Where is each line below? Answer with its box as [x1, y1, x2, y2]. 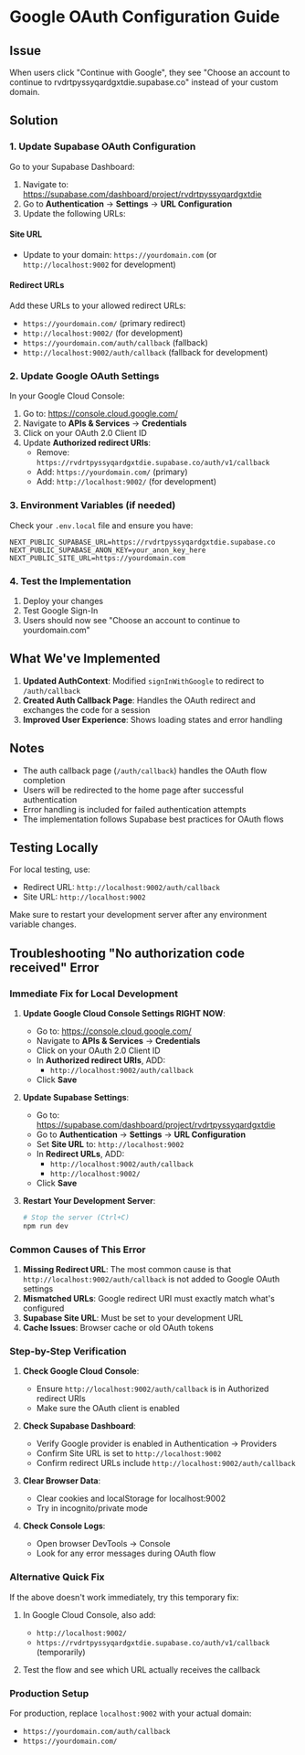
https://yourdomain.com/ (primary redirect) [22, 318, 186, 329]
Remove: [36, 447, 70, 458]
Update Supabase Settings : [22, 1092, 130, 1103]
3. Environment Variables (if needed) [9, 499, 176, 512]
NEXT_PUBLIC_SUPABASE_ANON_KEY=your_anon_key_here [9, 546, 206, 555]
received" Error [9, 960, 100, 975]
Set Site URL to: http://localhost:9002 [36, 1139, 184, 1150]
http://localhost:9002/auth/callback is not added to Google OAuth [22, 1273, 280, 1285]
